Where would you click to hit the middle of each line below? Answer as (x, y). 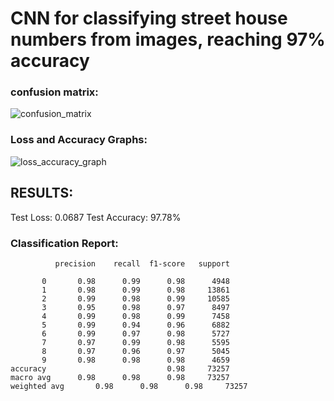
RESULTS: (42, 193)
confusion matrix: (54, 92)
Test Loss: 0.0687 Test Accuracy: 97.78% (96, 217)
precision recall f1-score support (142, 263)
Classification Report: (64, 243)
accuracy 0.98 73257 (120, 368)
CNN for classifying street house (149, 18)
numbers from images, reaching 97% (168, 39)
